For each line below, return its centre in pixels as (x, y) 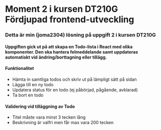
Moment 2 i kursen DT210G (62, 9)
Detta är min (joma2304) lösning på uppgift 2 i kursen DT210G (80, 35)
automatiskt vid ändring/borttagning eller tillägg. (56, 57)
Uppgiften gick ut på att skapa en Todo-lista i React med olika (69, 47)
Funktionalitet (20, 68)
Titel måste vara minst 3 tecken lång (49, 117)
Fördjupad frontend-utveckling (70, 19)
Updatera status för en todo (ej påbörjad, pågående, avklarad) (75, 90)
